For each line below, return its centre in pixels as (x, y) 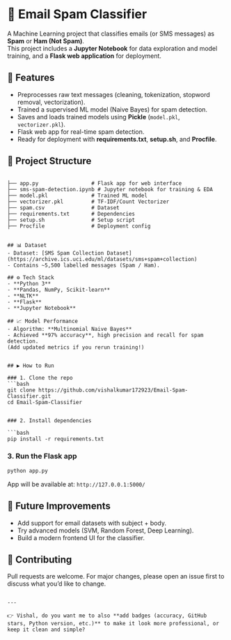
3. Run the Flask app (42, 456)
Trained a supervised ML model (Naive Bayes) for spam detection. (112, 109)
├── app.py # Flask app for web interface (95, 183)
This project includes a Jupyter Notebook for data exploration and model (112, 48)
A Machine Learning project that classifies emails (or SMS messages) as (111, 34)
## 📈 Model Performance (43, 321)
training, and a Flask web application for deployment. (85, 56)
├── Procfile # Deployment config (79, 226)
